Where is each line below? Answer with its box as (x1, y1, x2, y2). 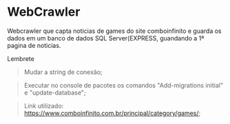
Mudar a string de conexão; (23, 68, 103, 76)
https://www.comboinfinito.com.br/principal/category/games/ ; (23, 109, 201, 117)
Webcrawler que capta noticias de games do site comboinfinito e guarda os (7, 27, 222, 35)
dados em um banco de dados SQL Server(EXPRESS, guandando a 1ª (7, 34, 205, 42)
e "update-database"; (23, 88, 86, 97)
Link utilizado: (23, 101, 64, 110)
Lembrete (7, 54, 34, 62)
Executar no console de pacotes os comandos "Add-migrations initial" (23, 81, 224, 89)
